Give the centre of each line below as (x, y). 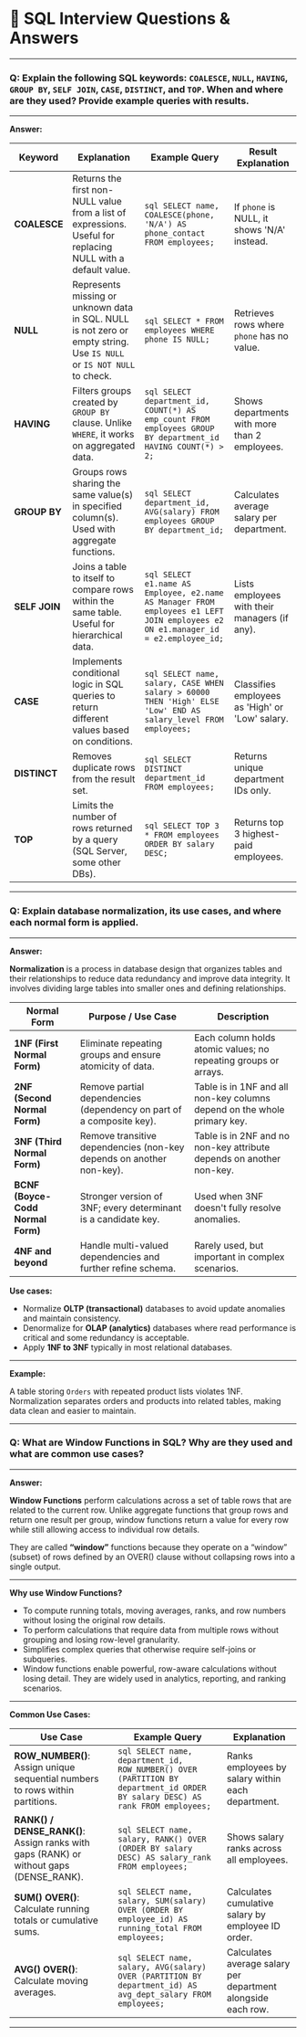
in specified (97, 506)
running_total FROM (160, 1928)
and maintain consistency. (71, 1318)
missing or (95, 296)
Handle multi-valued (125, 1245)
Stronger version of (122, 1196)
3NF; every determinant (131, 1208)
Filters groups (102, 391)
